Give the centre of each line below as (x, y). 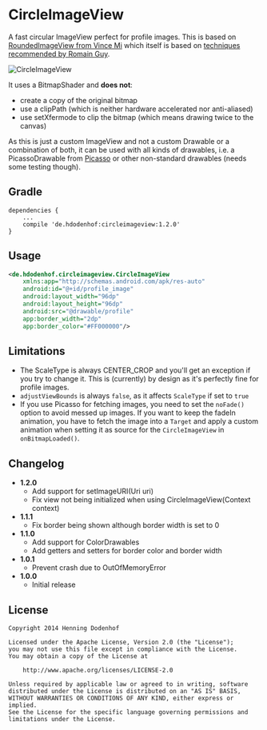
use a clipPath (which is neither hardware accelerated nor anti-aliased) (136, 109)
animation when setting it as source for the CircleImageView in (122, 430)
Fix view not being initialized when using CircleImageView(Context (141, 500)
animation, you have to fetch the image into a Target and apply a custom (139, 421)
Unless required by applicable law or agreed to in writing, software (128, 684)
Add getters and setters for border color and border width (127, 551)
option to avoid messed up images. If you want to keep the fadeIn (128, 413)
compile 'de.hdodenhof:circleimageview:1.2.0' (102, 224)
